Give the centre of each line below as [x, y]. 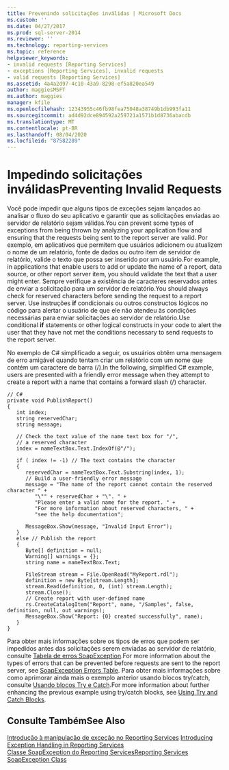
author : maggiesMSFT [37, 90]
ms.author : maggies [35, 97]
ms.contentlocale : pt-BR [42, 128]
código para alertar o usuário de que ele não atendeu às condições [102, 311]
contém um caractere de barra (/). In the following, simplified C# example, [110, 368]
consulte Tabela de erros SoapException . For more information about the [109, 656]
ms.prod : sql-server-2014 [44, 33]
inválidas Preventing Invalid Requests [114, 190]
